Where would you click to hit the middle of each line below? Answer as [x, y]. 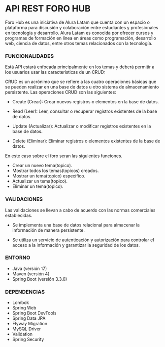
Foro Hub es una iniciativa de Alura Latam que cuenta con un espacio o [78, 22]
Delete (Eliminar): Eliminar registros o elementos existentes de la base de [86, 141]
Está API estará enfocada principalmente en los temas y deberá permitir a [80, 67]
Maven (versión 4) [31, 274]
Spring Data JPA [29, 318]
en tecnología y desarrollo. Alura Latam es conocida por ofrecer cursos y [79, 33]
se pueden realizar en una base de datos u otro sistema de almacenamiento [82, 87]
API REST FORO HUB [48, 9]
